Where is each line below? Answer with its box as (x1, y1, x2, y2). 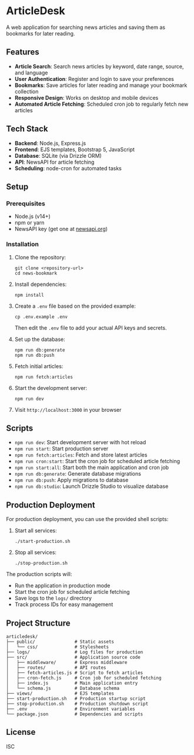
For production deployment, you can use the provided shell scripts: (6, 516, 169, 523)
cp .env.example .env (14, 314, 68, 320)
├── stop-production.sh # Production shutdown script (6, 701, 149, 707)
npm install (14, 292, 44, 298)
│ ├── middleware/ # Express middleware (6, 659, 128, 665)
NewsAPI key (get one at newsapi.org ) (14, 226, 108, 233)
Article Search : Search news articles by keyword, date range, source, (14, 63, 184, 70)
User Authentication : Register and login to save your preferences (14, 75, 175, 82)
